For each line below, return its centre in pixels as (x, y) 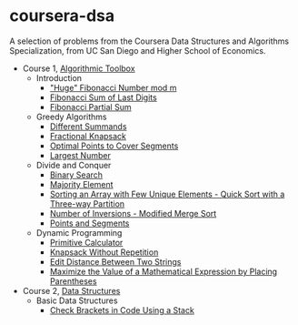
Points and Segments (89, 223)
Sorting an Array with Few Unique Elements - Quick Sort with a (167, 194)
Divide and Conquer (74, 165)
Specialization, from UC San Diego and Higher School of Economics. (138, 50)
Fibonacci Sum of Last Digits (103, 97)
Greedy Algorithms (71, 117)
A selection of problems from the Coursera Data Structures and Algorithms (149, 41)
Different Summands (88, 126)
